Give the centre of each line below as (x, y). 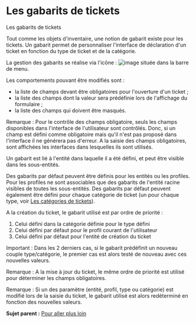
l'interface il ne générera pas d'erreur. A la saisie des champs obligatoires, (97, 140)
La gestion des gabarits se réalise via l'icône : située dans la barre (97, 62)
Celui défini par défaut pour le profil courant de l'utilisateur (86, 230)
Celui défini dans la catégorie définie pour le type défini (82, 224)
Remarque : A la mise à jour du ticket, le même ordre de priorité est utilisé (95, 272)
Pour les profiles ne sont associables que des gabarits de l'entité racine (93, 182)
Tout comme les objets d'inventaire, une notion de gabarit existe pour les (95, 38)
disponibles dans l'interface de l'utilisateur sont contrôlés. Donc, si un (91, 128)
